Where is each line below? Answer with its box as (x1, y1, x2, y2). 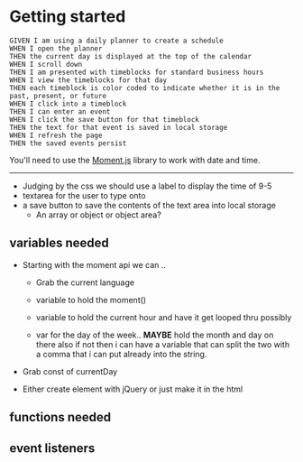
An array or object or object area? (35, 209, 162, 220)
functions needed (9, 410, 112, 425)
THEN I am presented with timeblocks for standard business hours (9, 68, 264, 77)
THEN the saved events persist (9, 138, 127, 148)
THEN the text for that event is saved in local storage (9, 123, 228, 132)
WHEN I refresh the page (9, 131, 103, 140)
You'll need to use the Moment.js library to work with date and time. (9, 154, 261, 165)
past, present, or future (9, 91, 106, 100)
